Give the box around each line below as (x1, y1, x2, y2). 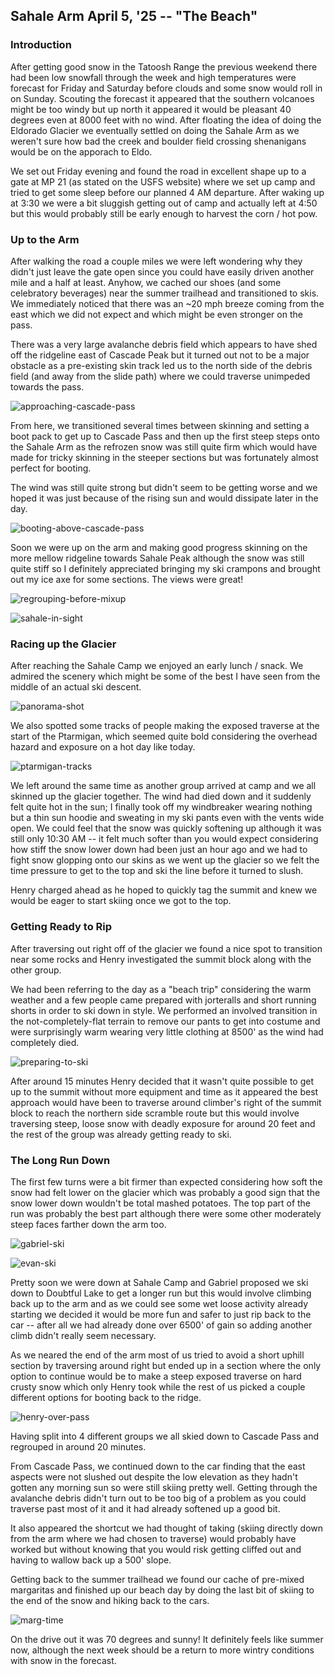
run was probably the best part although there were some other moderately (10, 1207, 322, 1219)
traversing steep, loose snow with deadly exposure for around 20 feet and (10, 1117, 316, 1129)
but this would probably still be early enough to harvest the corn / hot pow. (10, 207, 318, 219)
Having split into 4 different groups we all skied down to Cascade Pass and (10, 1430, 320, 1442)
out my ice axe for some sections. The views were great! (10, 573, 244, 585)
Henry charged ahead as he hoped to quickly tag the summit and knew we (10, 884, 318, 896)
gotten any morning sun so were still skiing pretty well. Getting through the (10, 1481, 318, 1493)
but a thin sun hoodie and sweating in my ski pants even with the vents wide (10, 812, 325, 824)
